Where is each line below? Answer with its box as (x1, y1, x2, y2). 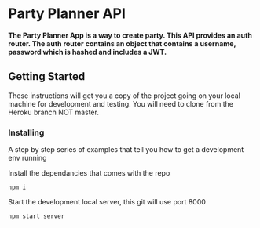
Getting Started (8, 70, 86, 83)
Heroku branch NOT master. (8, 107, 100, 117)
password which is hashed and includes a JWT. (8, 47, 167, 56)
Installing (8, 127, 45, 138)
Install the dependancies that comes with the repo (8, 168, 170, 178)
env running (8, 154, 47, 163)
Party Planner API (8, 5, 126, 23)
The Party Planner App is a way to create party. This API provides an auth (8, 31, 253, 40)
